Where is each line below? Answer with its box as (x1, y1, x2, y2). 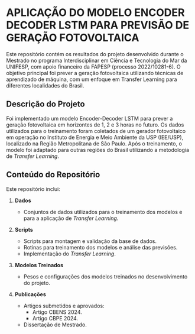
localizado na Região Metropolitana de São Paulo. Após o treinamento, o (6, 140, 182, 147)
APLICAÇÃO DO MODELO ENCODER (6, 6, 185, 20)
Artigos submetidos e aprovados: (23, 302, 105, 309)
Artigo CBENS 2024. (32, 308, 82, 316)
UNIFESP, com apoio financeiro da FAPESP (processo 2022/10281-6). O (6, 63, 181, 70)
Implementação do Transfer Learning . (23, 250, 116, 257)
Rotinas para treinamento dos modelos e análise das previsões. (23, 244, 178, 251)
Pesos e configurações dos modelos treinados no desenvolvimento (23, 273, 188, 280)
